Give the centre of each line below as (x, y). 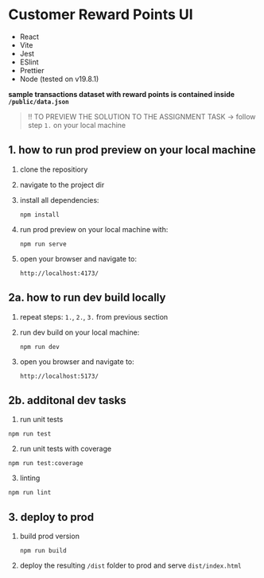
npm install (39, 215)
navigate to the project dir (62, 184)
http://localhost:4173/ (59, 273)
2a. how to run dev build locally (87, 298)
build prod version (49, 536)
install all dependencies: (59, 200)
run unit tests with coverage (66, 449)
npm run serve (43, 244)
